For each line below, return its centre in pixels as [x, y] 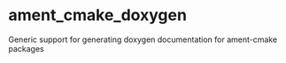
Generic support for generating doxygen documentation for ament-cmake [143, 39]
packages [27, 48]
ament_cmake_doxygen [98, 15]
